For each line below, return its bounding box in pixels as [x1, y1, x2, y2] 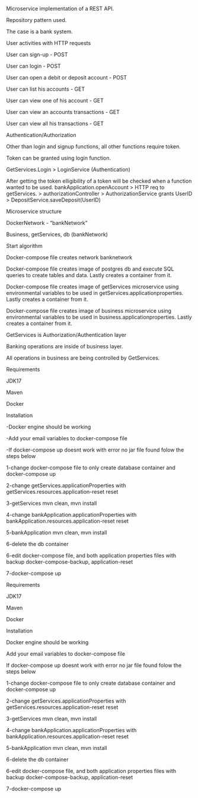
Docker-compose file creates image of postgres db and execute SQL [6, 265, 174, 272]
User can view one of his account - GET [6, 97, 104, 104]
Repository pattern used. [6, 17, 67, 23]
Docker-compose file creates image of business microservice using [6, 307, 172, 314]
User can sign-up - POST [6, 51, 68, 58]
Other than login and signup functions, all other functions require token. [6, 143, 181, 150]
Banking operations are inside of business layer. [6, 343, 123, 349]
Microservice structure [6, 208, 62, 215]
